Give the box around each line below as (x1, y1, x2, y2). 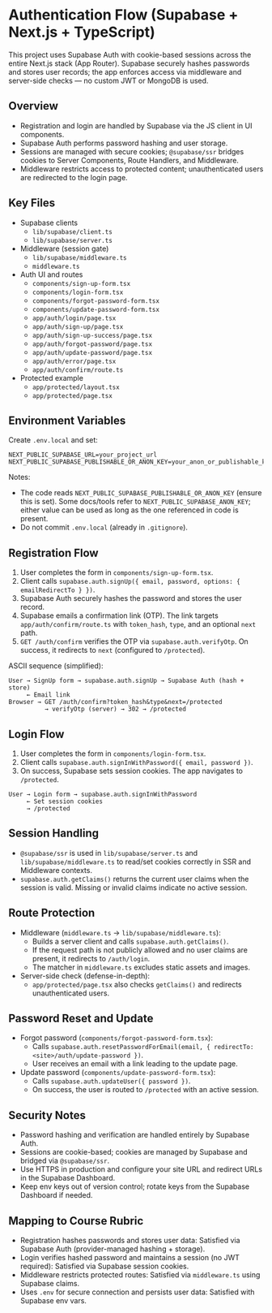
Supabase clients (19, 218, 79, 227)
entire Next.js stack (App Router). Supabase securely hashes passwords (8, 58, 250, 68)
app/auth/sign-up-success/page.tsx (32, 331, 152, 339)
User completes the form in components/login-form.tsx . (19, 749, 206, 758)
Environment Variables (8, 413, 126, 427)
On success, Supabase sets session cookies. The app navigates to (19, 766, 243, 775)
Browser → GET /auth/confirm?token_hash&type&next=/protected (8, 698, 223, 706)
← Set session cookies (26, 797, 104, 806)
